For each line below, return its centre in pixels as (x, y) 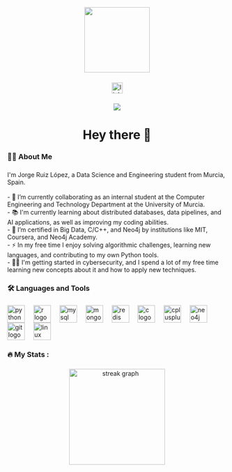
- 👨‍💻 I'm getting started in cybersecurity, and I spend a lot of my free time (113, 262)
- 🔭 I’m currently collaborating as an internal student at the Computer (106, 197)
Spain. (16, 182)
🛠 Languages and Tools (49, 288)
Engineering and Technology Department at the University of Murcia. (106, 204)
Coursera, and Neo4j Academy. (52, 237)
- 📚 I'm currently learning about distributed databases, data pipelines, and (114, 212)
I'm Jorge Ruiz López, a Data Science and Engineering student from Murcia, (116, 174)
